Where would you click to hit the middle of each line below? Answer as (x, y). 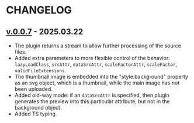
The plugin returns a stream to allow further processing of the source (98, 45)
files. (20, 52)
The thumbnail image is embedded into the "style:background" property (101, 77)
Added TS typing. (36, 114)
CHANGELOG (39, 10)
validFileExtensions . (40, 70)
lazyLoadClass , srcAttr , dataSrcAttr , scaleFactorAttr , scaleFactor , (96, 64)
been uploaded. (33, 89)
